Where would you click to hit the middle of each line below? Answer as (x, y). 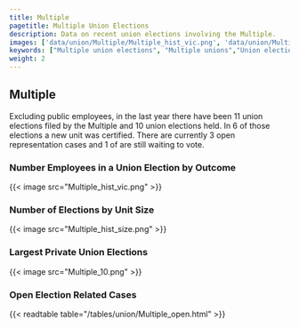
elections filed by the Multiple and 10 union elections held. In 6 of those (140, 125)
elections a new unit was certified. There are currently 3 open (122, 135)
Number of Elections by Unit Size (82, 210)
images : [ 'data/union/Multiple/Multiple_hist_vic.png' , (115, 42)
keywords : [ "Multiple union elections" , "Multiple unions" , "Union (135, 51)
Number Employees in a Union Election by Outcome (123, 167)
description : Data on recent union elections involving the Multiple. (143, 34)
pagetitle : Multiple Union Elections (79, 26)
